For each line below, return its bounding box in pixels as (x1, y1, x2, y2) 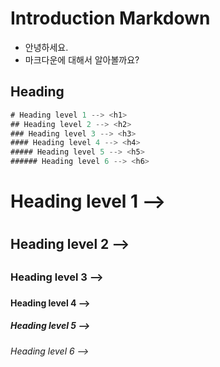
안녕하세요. (24, 41, 69, 53)
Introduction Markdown (10, 7, 211, 30)
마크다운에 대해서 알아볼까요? (24, 53, 140, 66)
